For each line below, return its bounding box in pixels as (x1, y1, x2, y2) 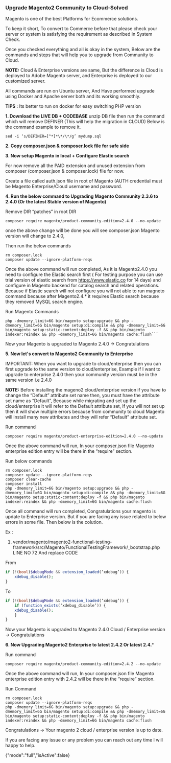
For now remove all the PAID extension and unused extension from (5, 163, 145, 169)
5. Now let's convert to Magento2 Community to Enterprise (5, 351, 133, 357)
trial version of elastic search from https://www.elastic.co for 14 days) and (5, 277, 161, 283)
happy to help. (5, 743, 36, 749)
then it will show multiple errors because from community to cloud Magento (5, 408, 165, 415)
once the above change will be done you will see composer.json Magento (5, 227, 160, 234)
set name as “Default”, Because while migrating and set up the (5, 398, 137, 404)
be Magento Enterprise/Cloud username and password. (5, 183, 123, 190)
